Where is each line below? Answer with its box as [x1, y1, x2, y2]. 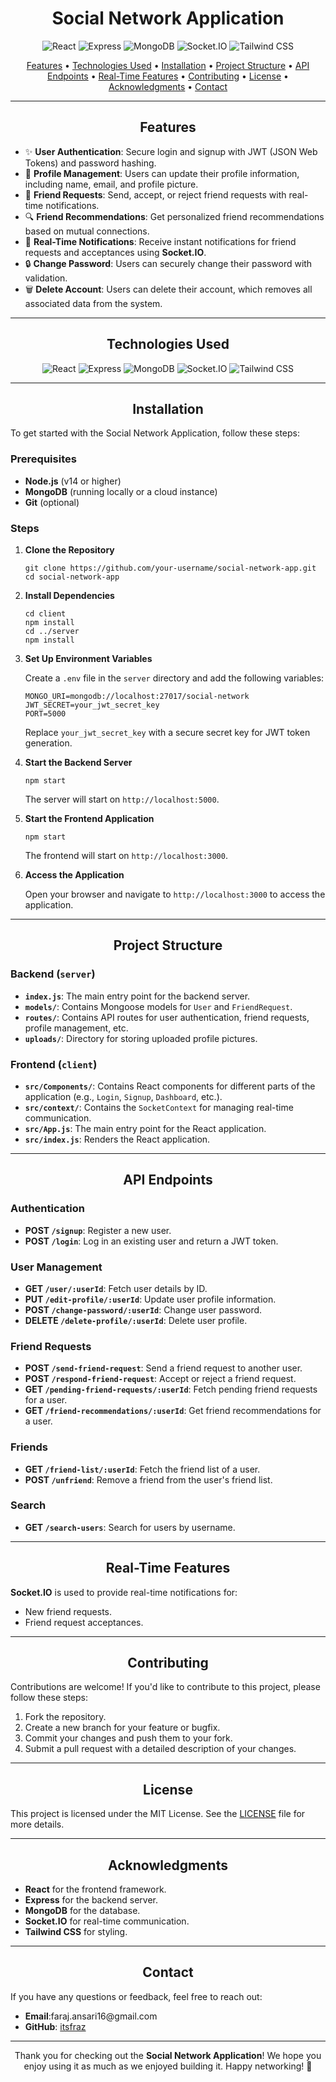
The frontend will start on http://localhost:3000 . [24, 849, 228, 861]
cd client [24, 608, 67, 619]
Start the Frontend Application [24, 812, 155, 824]
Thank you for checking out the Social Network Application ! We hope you [14, 2049, 322, 2061]
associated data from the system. [24, 297, 163, 309]
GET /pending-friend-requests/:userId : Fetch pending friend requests [24, 1383, 318, 1396]
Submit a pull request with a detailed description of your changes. [24, 1743, 297, 1755]
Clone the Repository [24, 543, 115, 556]
